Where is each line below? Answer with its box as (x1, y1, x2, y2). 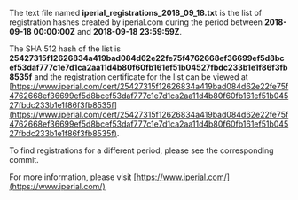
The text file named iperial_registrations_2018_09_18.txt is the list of (9, 8, 263, 18)
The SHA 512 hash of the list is (9, 43, 122, 54)
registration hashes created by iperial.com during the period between (9, 17, 263, 27)
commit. (9, 155, 39, 165)
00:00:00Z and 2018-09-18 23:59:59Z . (33, 27, 183, 36)
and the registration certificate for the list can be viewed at (34, 72, 248, 82)
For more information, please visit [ (9, 172, 137, 182)
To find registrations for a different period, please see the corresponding (9, 145, 274, 156)
